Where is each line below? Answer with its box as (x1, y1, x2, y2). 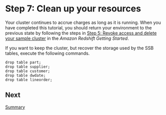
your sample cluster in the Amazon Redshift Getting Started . (5, 35, 129, 41)
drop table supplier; (5, 64, 50, 69)
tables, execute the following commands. (5, 50, 90, 56)
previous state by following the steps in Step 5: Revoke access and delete (5, 30, 157, 36)
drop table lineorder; (5, 77, 52, 82)
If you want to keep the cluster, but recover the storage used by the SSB (5, 45, 154, 51)
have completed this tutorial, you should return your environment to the (5, 24, 152, 30)
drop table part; (5, 60, 41, 65)
